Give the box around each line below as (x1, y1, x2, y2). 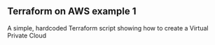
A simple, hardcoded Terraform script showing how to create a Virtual (7, 24, 209, 32)
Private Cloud (7, 31, 47, 39)
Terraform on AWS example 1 (7, 6, 137, 17)
